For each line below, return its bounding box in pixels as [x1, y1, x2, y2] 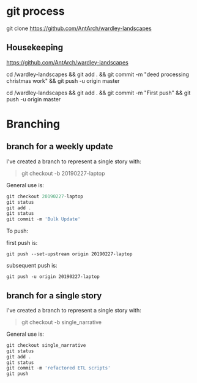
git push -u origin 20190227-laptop [6, 274, 100, 280]
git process [6, 4, 65, 18]
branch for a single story [6, 290, 102, 301]
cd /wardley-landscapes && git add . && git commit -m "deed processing [6, 71, 190, 78]
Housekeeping [6, 42, 63, 53]
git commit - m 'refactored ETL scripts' [6, 365, 111, 371]
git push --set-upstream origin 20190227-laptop [6, 251, 133, 257]
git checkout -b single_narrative [21, 318, 102, 326]
